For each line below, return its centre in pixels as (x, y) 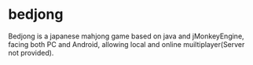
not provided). (31, 52)
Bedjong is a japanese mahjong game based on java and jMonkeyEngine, (126, 36)
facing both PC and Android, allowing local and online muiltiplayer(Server (126, 44)
